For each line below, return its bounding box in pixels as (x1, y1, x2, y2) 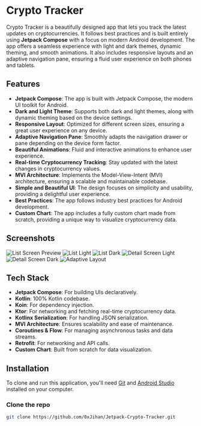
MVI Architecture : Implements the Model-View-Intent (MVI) (14, 171, 163, 179)
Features (6, 79, 40, 89)
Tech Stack (6, 273, 49, 283)
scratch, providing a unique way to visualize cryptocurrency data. (14, 216, 177, 223)
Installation (6, 363, 49, 373)
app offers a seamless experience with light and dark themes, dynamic (6, 43, 182, 50)
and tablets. (6, 61, 36, 69)
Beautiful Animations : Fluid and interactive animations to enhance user (14, 146, 192, 153)
